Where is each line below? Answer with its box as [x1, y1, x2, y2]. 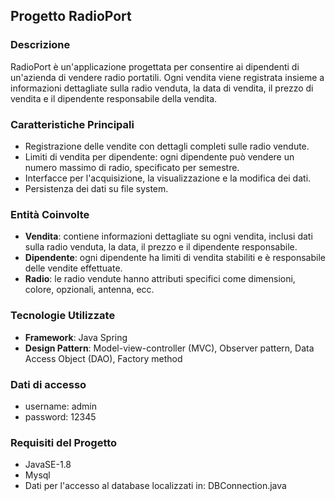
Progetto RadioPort [10, 8, 132, 25]
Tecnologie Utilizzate [10, 309, 116, 323]
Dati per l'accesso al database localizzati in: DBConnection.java [24, 480, 287, 492]
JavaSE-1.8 [24, 459, 72, 471]
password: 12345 [24, 410, 97, 423]
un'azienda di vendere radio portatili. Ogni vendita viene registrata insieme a [10, 71, 325, 83]
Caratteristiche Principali [10, 117, 135, 131]
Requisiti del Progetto [10, 435, 118, 449]
